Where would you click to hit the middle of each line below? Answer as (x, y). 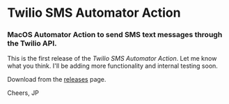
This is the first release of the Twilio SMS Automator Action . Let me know (112, 59)
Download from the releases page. (57, 80)
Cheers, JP (23, 93)
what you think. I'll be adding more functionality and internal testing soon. (112, 66)
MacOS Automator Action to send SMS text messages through (115, 35)
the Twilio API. (32, 43)
